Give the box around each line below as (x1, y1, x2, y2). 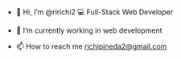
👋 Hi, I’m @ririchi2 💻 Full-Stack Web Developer (15, 7, 174, 17)
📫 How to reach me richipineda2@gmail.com (15, 41, 167, 51)
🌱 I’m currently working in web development (15, 26, 162, 35)
